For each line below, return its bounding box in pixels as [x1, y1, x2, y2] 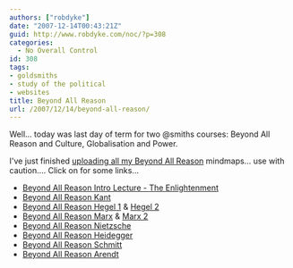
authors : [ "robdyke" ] [9, 13, 90, 22]
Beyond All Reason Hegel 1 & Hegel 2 [22, 202, 159, 213]
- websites [9, 88, 50, 96]
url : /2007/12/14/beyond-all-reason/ [9, 105, 151, 113]
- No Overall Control [17, 46, 99, 55]
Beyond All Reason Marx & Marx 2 [22, 211, 149, 222]
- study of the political [9, 80, 106, 88]
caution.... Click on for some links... [9, 165, 139, 176]
